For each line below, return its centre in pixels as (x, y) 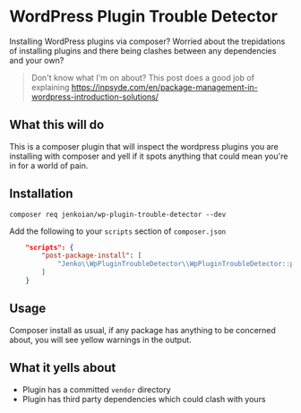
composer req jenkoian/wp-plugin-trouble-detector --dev (118, 214)
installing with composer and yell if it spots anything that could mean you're (149, 156)
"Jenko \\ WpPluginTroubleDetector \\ (124, 264)
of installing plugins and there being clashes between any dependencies (143, 50)
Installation (41, 194)
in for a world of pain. (49, 165)
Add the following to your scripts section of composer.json (118, 231)
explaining (50, 87)
